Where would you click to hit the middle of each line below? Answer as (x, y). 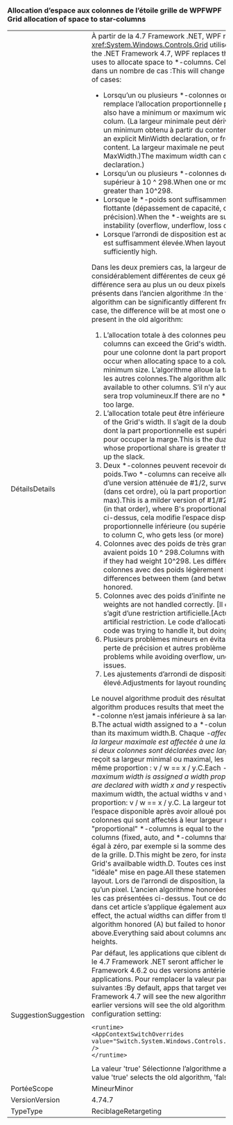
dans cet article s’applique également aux (159, 907)
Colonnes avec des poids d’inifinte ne (164, 596)
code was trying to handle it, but (156, 631)
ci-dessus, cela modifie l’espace (156, 518)
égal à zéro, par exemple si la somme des (159, 846)
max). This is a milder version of (154, 501)
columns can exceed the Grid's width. (165, 344)
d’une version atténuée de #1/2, (155, 483)
